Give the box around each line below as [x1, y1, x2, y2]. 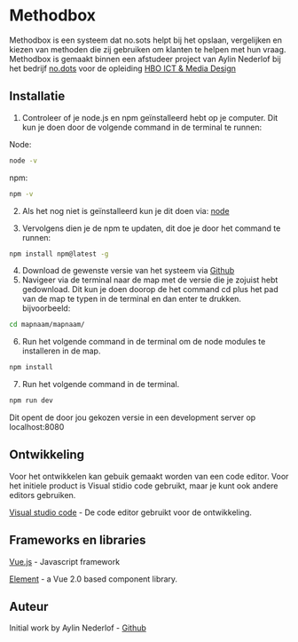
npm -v [9, 189, 34, 198]
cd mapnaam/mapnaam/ [9, 321, 86, 329]
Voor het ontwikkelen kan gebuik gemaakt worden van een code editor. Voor [9, 471, 289, 481]
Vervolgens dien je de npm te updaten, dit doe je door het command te [21, 223, 281, 234]
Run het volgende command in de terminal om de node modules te [21, 337, 266, 347]
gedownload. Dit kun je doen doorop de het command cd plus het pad [21, 284, 278, 295]
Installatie [9, 89, 66, 104]
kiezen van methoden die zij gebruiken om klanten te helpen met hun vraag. [9, 44, 286, 54]
